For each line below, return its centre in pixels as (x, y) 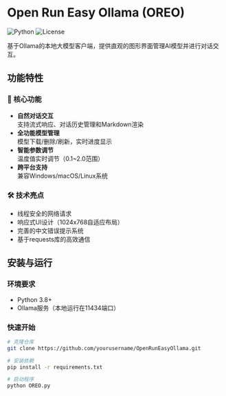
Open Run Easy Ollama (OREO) (96, 13)
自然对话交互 (35, 115)
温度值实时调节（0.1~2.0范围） (60, 159)
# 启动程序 (21, 380)
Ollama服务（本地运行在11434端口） (68, 307)
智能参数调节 (35, 150)
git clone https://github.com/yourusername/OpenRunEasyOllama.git (104, 348)
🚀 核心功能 (25, 100)
